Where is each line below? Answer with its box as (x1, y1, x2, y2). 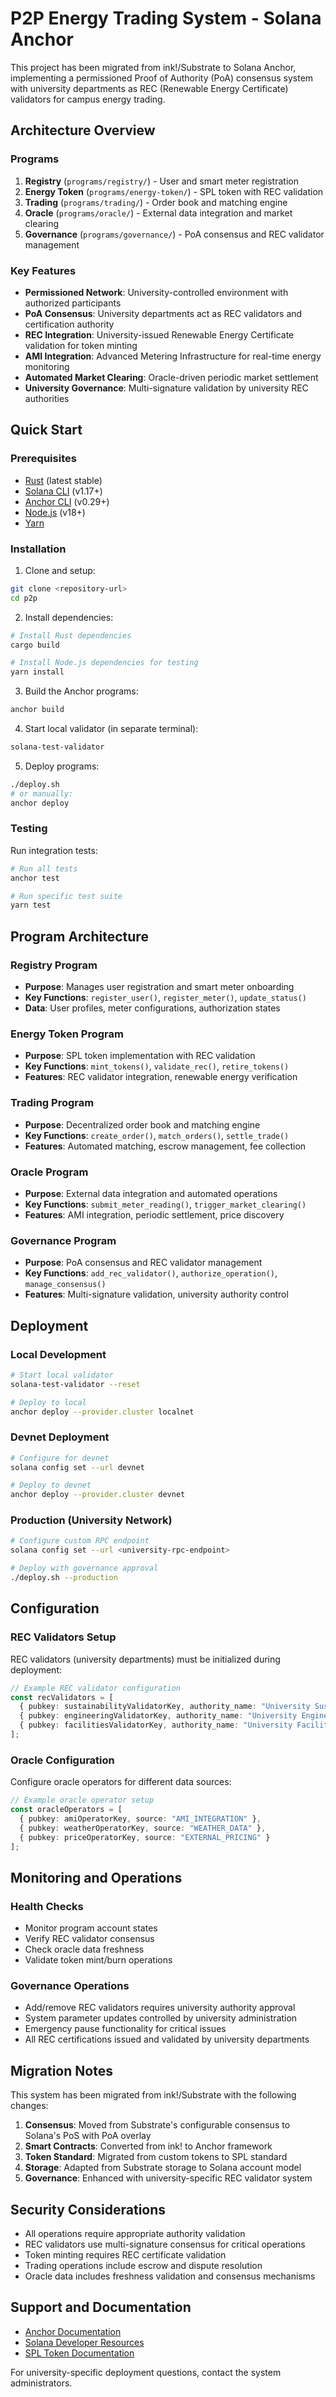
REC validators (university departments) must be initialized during (10, 1653, 281, 1665)
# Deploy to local (10, 1397, 87, 1407)
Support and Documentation (10, 2299, 192, 2316)
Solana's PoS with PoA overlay (24, 2130, 152, 2142)
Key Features (10, 263, 77, 277)
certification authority (24, 318, 115, 330)
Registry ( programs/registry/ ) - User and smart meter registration (24, 175, 299, 187)
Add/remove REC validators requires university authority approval (24, 2002, 296, 2014)
